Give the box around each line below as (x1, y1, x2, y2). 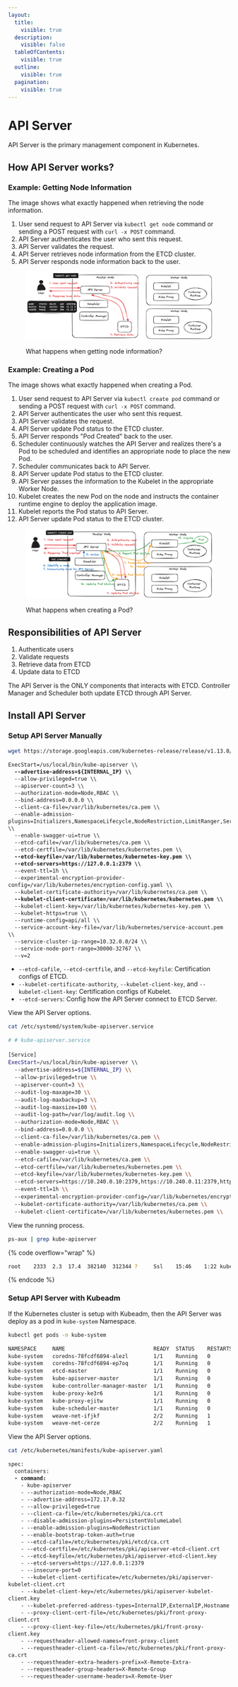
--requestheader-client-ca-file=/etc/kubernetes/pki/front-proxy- (26, 1645, 227, 1652)
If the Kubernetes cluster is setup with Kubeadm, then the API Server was (8, 1309, 222, 1318)
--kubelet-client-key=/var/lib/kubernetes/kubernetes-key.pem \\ (14, 903, 211, 910)
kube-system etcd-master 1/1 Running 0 (8, 1367, 211, 1375)
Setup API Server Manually (8, 731, 102, 741)
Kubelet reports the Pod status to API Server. (18, 506, 149, 516)
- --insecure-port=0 (20, 1567, 81, 1574)
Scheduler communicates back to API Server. (18, 462, 150, 470)
